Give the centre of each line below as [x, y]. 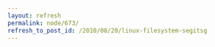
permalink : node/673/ [43, 23]
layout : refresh [34, 16]
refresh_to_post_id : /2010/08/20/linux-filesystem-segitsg [107, 30]
